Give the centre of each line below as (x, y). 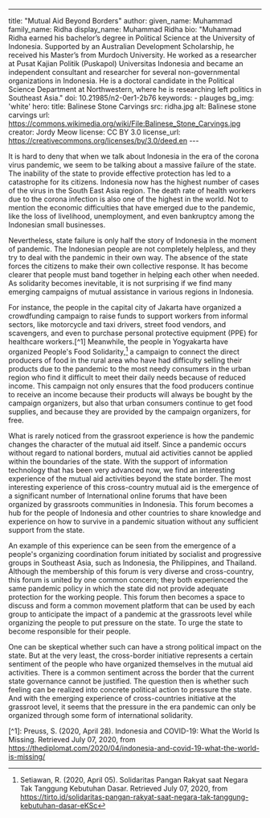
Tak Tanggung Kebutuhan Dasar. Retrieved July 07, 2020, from (124, 788)
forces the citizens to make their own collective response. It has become (128, 266)
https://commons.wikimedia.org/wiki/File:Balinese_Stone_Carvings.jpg (125, 123)
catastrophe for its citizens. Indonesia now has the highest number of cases (134, 182)
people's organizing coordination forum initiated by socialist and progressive (135, 554)
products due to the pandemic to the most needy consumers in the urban (130, 368)
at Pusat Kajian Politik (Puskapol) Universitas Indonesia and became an (126, 64)
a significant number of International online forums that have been (118, 496)
